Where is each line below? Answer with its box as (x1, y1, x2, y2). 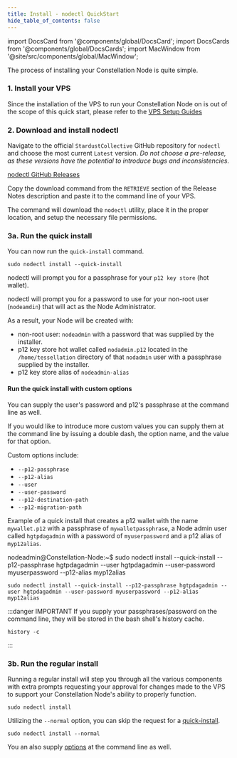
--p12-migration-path (17, 504, 82, 511)
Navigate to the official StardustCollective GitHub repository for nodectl (7, 141, 221, 150)
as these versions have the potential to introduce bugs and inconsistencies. (7, 156, 230, 165)
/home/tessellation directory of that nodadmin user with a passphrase (17, 353, 222, 361)
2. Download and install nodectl (7, 125, 119, 135)
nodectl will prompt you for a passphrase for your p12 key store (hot (7, 273, 209, 282)
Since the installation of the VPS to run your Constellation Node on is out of (7, 99, 228, 108)
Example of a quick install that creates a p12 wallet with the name (7, 516, 199, 525)
